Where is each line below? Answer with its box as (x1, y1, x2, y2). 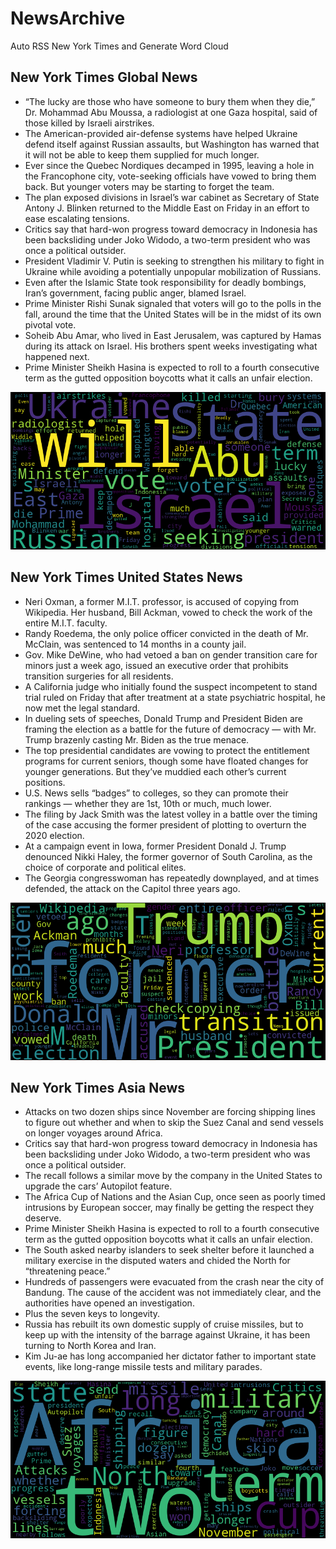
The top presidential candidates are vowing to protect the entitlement (24, 744, 310, 756)
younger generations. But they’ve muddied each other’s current (24, 765, 287, 777)
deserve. (24, 1212, 62, 1224)
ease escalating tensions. (24, 212, 130, 224)
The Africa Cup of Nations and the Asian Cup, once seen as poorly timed (24, 1191, 326, 1203)
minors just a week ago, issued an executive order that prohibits (24, 659, 289, 671)
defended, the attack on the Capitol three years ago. (24, 882, 241, 894)
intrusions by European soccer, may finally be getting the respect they (24, 1202, 315, 1214)
